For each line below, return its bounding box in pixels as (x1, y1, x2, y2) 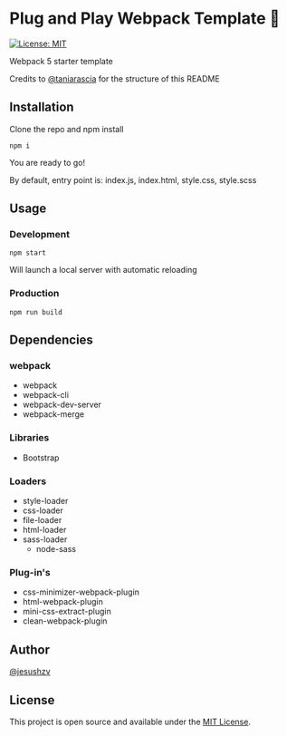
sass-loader (22, 534, 68, 545)
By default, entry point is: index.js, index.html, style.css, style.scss (9, 174, 257, 185)
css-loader (22, 505, 63, 516)
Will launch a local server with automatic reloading (9, 265, 197, 276)
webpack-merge (22, 409, 85, 420)
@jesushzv (9, 666, 52, 677)
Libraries (9, 431, 50, 444)
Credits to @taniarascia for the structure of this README (9, 73, 220, 84)
